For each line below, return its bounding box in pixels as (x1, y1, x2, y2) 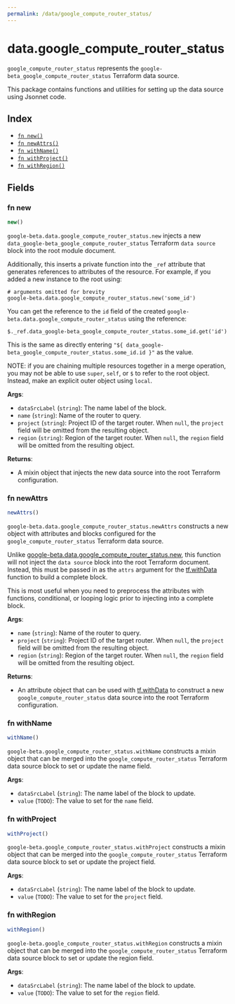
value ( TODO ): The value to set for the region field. (17, 989, 160, 997)
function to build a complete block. (7, 573, 108, 581)
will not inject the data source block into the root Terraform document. (7, 558, 210, 567)
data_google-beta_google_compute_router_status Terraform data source (7, 238, 216, 247)
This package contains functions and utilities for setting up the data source (7, 85, 224, 94)
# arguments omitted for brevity (7, 288, 105, 295)
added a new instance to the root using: (7, 275, 123, 283)
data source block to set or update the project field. (7, 858, 156, 866)
